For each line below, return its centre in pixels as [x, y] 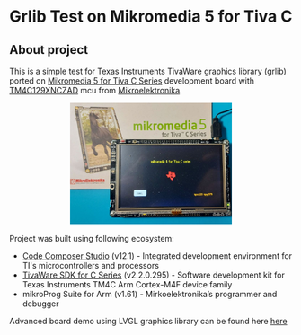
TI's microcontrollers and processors [91, 266]
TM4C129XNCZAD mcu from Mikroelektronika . [96, 90]
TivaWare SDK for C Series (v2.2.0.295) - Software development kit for [154, 275]
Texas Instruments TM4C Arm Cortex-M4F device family [127, 285]
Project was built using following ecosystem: [92, 239]
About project [49, 50]
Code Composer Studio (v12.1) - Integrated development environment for [157, 256]
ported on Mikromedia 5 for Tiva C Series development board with [132, 81]
